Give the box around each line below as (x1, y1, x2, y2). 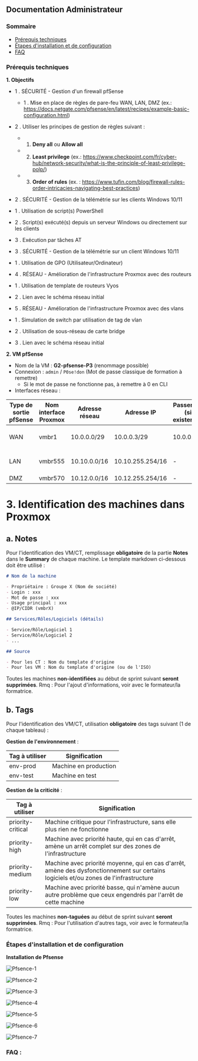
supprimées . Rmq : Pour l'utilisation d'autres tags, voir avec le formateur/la (6, 920, 189, 927)
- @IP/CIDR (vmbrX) (6, 606, 54, 612)
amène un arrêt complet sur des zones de (45, 842, 161, 850)
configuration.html (23, 111, 69, 118)
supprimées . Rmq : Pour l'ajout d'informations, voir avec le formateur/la (6, 681, 181, 688)
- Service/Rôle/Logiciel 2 (6, 632, 72, 638)
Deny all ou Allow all (32, 141, 83, 148)
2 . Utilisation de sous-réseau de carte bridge (14, 327, 126, 334)
